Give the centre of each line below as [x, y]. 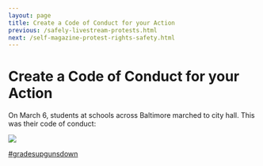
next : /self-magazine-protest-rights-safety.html [92, 38]
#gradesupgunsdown [43, 154]
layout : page [30, 15]
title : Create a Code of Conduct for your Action [92, 23]
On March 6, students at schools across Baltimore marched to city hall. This [131, 115]
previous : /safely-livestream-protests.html [83, 30]
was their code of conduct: [52, 124]
